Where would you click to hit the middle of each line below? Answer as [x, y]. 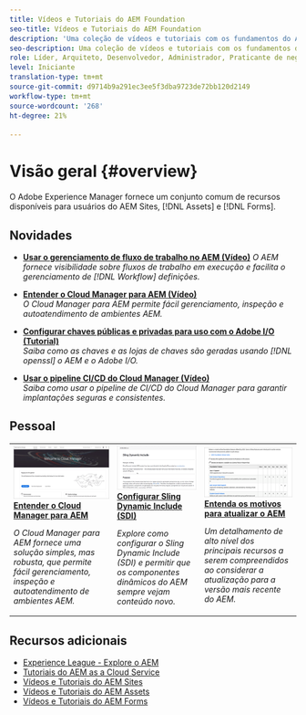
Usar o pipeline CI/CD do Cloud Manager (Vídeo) [116, 378]
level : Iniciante [42, 68]
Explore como [143, 533]
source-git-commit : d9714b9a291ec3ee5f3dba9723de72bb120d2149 [130, 87]
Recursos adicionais [68, 641]
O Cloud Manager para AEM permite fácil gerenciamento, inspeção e [153, 304]
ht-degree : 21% [38, 116]
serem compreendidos [246, 560]
